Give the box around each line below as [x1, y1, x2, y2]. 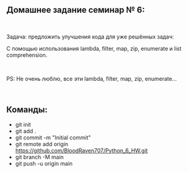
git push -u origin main [15, 160, 73, 167]
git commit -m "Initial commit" [15, 134, 91, 141]
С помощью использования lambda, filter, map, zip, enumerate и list [6, 45, 182, 52]
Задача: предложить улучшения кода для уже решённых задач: [6, 33, 175, 40]
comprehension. [6, 51, 48, 59]
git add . [15, 127, 37, 134]
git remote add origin [15, 140, 69, 147]
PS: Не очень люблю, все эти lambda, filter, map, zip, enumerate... [6, 75, 177, 82]
